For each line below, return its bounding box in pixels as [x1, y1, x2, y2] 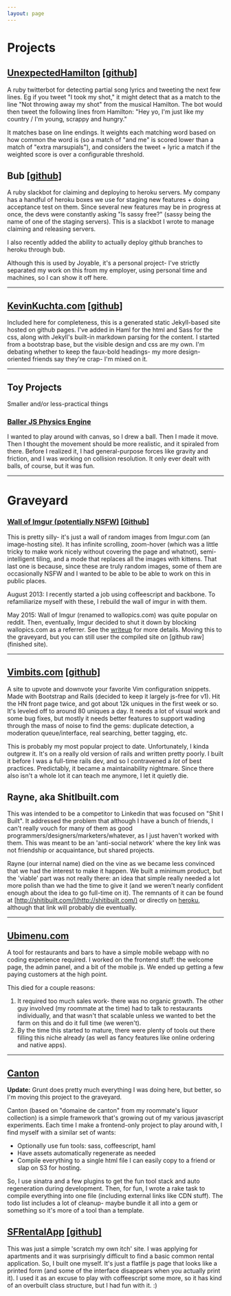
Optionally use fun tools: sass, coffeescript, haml [16, 1142, 156, 1150]
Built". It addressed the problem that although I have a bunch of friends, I [7, 817, 213, 825]
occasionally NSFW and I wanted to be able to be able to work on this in [7, 569, 211, 578]
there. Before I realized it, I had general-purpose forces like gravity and [7, 447, 208, 456]
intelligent [7, 554, 36, 563]
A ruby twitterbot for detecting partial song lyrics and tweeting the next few [7, 85, 221, 94]
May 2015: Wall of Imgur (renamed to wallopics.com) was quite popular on [7, 611, 218, 619]
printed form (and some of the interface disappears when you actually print [7, 1266, 221, 1275]
